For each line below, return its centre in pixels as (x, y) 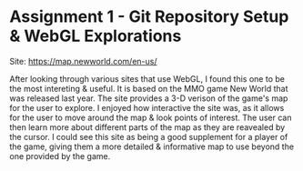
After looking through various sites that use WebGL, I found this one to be (147, 78)
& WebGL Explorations (96, 36)
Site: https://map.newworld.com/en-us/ (83, 61)
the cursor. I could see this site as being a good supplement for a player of (149, 136)
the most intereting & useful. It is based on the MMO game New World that (149, 88)
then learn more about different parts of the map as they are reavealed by (147, 127)
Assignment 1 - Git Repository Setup (149, 17)
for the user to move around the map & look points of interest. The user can (151, 117)
